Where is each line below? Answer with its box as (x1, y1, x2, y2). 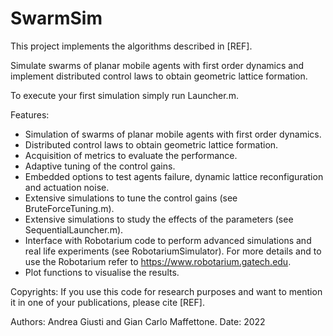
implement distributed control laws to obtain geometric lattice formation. (10, 70, 308, 82)
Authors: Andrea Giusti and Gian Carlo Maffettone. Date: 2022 (10, 315, 266, 327)
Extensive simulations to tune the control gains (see (24, 192, 238, 204)
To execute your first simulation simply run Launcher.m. (10, 89, 239, 101)
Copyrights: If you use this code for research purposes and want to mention (10, 285, 323, 297)
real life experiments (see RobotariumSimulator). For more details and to (24, 245, 322, 257)
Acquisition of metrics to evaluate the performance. (24, 149, 238, 161)
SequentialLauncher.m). (24, 223, 124, 236)
